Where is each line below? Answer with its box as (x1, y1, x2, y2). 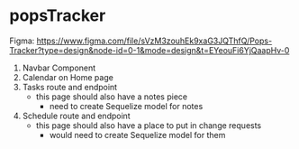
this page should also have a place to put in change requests (35, 119, 262, 131)
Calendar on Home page (22, 71, 114, 82)
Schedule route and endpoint (22, 110, 131, 121)
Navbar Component (22, 62, 96, 73)
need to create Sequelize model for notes (49, 100, 204, 111)
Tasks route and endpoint (22, 81, 118, 92)
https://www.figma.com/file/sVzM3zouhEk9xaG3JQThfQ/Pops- (36, 35, 273, 46)
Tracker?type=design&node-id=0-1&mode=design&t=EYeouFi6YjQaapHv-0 (9, 44, 290, 55)
